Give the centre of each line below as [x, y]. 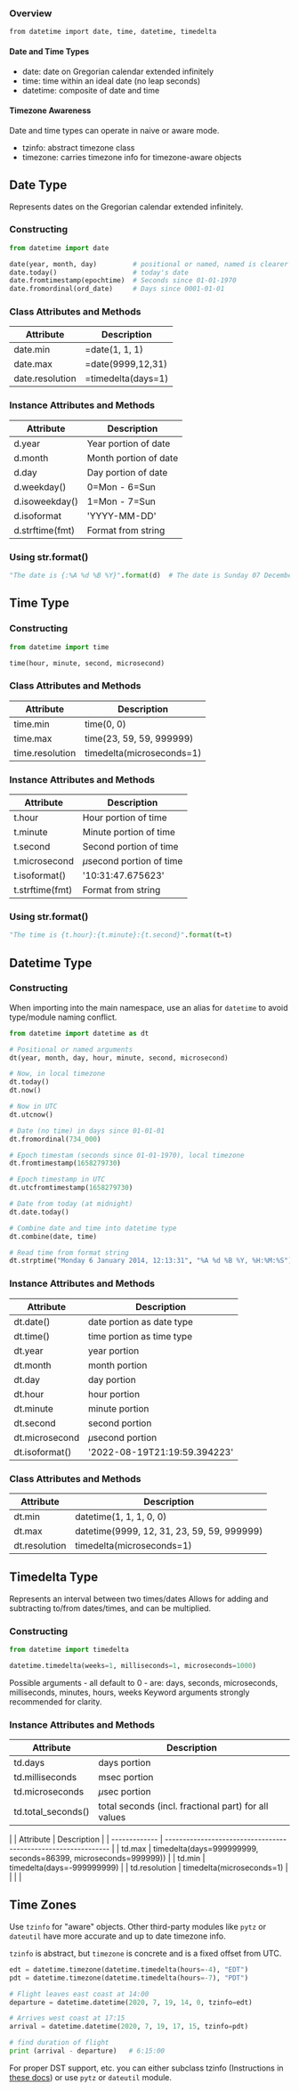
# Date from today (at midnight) [71, 1204]
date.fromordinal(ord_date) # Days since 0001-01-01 [117, 289]
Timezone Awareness [50, 110]
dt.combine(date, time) [53, 1236]
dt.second [35, 1423]
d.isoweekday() [46, 501]
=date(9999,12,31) [126, 364]
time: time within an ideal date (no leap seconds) [111, 81]
